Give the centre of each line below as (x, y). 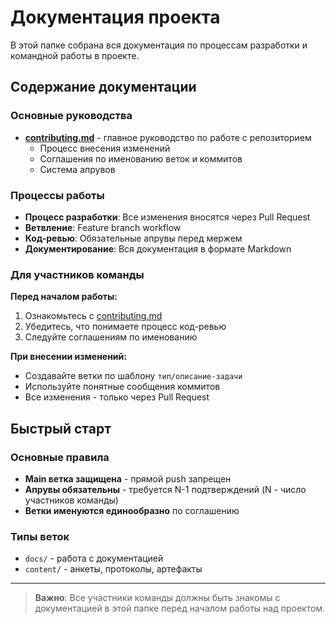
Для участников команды (77, 274)
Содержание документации (103, 87)
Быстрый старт (61, 428)
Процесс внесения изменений (105, 148)
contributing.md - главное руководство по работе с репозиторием (168, 137)
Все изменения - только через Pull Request (117, 397)
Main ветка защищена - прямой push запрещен (128, 478)
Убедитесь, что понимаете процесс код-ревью (125, 327)
